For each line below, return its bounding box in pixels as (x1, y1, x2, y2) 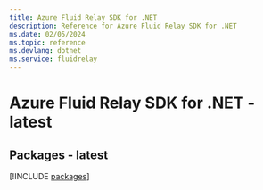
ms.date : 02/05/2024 (9, 29, 86, 38)
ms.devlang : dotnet (9, 46, 82, 55)
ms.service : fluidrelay (9, 54, 98, 63)
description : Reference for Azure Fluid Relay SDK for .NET (9, 21, 238, 30)
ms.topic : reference (9, 37, 86, 47)
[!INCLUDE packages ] (9, 171, 90, 181)
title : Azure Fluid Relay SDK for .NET (9, 12, 158, 22)
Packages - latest (9, 147, 109, 162)
